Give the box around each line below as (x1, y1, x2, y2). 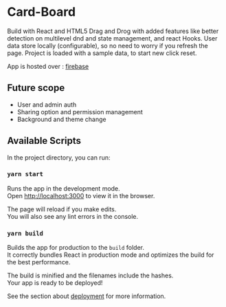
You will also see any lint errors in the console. (7, 212, 139, 220)
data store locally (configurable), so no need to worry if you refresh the (7, 41, 208, 50)
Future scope (7, 82, 65, 94)
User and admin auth (16, 100, 77, 109)
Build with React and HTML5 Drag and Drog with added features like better (7, 27, 219, 35)
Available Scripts (7, 135, 81, 147)
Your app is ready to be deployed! (7, 279, 103, 287)
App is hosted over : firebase (7, 62, 89, 70)
